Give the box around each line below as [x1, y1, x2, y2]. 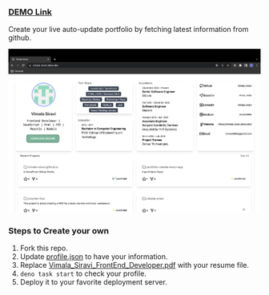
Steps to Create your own [8, 225, 110, 236]
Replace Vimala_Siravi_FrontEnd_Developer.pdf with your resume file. [19, 261, 250, 270]
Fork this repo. [19, 243, 68, 253]
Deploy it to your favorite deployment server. [19, 277, 168, 287]
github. [8, 33, 32, 42]
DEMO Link [8, 6, 52, 18]
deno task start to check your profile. [19, 269, 147, 278]
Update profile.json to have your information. [19, 252, 168, 261]
